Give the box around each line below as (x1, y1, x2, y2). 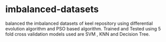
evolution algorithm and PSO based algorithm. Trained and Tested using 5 (5, 25, 161, 31)
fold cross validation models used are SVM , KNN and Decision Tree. (5, 31, 150, 37)
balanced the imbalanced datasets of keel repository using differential (5, 20, 153, 26)
